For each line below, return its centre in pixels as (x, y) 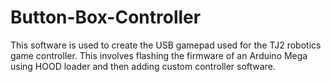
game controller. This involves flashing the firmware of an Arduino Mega (159, 55)
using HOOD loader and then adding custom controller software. (143, 66)
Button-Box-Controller (106, 17)
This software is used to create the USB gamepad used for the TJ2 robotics (166, 45)
